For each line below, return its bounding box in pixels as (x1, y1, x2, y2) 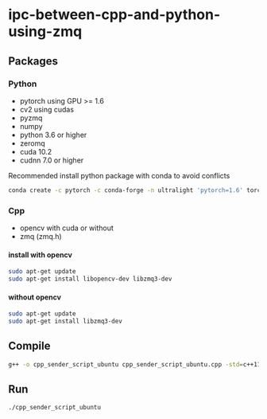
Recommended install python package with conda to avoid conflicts (8, 170, 230, 180)
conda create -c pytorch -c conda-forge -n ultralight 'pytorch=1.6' (8, 186, 244, 194)
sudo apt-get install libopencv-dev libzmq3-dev (8, 275, 172, 284)
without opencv (8, 292, 62, 302)
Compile (8, 339, 51, 353)
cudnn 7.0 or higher (19, 155, 84, 165)
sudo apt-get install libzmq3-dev (8, 317, 123, 326)
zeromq (19, 138, 45, 148)
